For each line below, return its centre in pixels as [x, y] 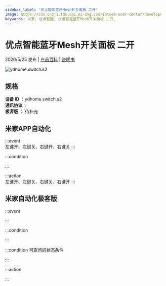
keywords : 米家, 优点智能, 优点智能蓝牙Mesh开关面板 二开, [61, 19]
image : [12, 14]
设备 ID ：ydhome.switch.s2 [34, 99]
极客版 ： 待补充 [21, 111]
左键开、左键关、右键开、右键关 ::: [40, 146]
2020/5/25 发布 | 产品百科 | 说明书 [40, 59]
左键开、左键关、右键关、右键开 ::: [40, 182]
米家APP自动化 [28, 128]
